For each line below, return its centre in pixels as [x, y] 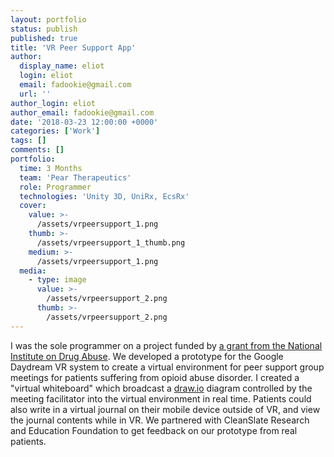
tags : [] [28, 141]
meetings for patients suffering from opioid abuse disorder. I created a [155, 377]
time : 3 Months [51, 168]
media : [33, 271]
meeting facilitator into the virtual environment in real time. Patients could [161, 398]
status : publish [44, 29]
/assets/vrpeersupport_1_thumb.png [111, 242]
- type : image [57, 280]
